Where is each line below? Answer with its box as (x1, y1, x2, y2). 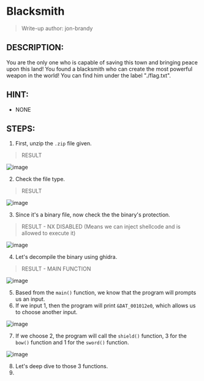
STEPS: (6, 123, 36, 134)
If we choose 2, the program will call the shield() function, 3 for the (15, 333, 187, 340)
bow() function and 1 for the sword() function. (15, 339, 129, 346)
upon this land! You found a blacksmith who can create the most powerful (6, 65, 193, 72)
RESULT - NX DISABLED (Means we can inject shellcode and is (21, 223, 181, 231)
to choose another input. (15, 309, 78, 316)
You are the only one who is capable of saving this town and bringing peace (6, 58, 198, 66)
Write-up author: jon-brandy (21, 25, 93, 32)
